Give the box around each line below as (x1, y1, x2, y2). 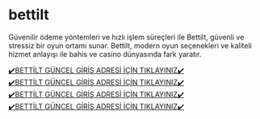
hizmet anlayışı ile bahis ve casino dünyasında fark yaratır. (8, 49, 202, 59)
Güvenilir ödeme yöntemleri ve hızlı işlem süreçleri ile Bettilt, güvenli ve (8, 32, 245, 42)
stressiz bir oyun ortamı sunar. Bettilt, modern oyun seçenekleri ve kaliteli (8, 40, 252, 50)
